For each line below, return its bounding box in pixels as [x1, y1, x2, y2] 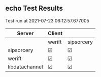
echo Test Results [5, 4, 63, 13]
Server [17, 30, 34, 37]
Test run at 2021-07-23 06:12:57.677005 [5, 17, 90, 23]
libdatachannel [8, 63, 43, 70]
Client [48, 30, 63, 37]
